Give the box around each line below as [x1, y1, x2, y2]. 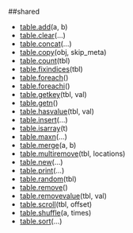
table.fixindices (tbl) [19, 64, 83, 74]
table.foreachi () [19, 81, 70, 91]
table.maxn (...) [19, 132, 67, 142]
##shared [8, 7, 40, 16]
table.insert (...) [19, 115, 69, 124]
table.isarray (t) [19, 123, 69, 133]
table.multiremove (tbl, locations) [19, 149, 126, 158]
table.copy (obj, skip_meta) [19, 48, 107, 56]
